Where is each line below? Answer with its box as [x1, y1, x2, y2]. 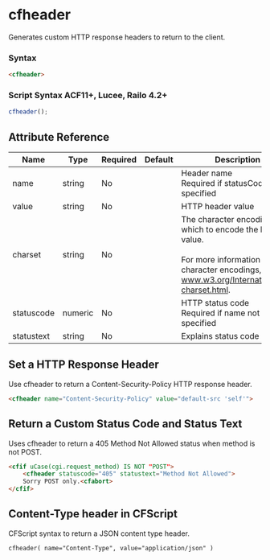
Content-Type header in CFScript [8, 507, 178, 521]
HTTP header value [181, 201, 255, 212]
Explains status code [181, 331, 260, 342]
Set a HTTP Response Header [8, 358, 159, 372]
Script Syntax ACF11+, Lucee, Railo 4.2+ [8, 90, 168, 101]
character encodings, [181, 264, 262, 275]
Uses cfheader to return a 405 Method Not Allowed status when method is [8, 439, 256, 448]
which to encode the [181, 224, 259, 235]
